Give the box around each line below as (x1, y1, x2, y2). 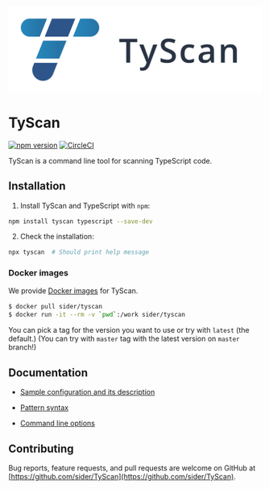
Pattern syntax (19, 403, 69, 412)
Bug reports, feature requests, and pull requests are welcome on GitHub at (8, 462, 256, 473)
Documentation (8, 366, 89, 379)
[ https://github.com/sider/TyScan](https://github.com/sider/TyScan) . (8, 471, 236, 481)
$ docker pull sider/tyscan (8, 302, 103, 310)
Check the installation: (19, 232, 94, 242)
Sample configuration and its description (19, 387, 155, 397)
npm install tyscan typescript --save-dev (8, 217, 153, 226)
